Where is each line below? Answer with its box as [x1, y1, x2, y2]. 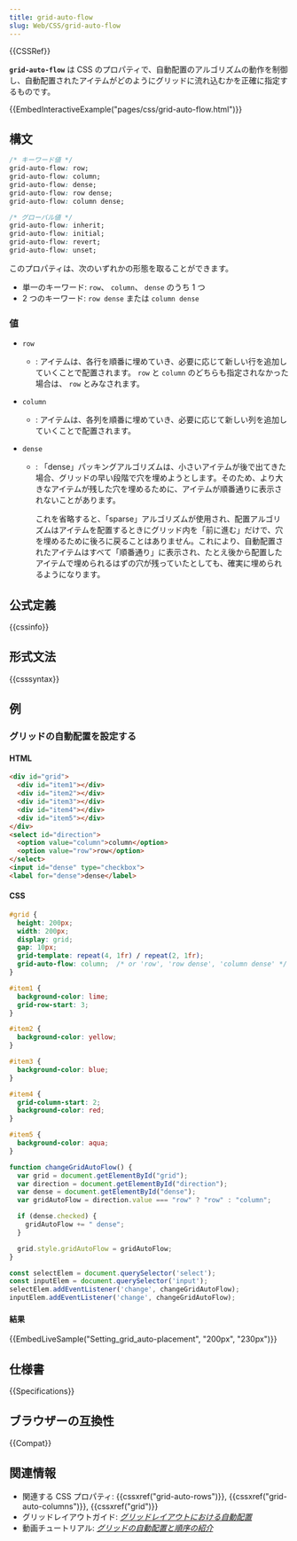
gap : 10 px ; [17, 943, 58, 952]
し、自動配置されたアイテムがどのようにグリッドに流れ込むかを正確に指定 [9, 74, 281, 85]
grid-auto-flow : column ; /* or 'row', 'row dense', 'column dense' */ [17, 959, 288, 969]
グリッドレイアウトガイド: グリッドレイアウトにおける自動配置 [21, 1511, 253, 1521]
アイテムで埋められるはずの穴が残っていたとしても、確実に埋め [35, 558, 267, 568]
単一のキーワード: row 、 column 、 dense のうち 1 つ [21, 281, 206, 293]
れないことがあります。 [35, 495, 121, 505]
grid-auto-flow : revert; [9, 238, 101, 246]
